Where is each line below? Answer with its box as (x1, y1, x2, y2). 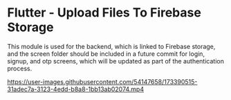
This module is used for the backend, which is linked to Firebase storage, (7, 42, 216, 50)
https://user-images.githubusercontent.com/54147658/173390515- (7, 77, 198, 86)
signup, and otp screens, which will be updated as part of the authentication (7, 57, 225, 65)
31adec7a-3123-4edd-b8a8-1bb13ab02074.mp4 (7, 85, 144, 93)
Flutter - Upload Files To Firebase (7, 5, 202, 21)
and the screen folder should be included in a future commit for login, (7, 50, 205, 58)
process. (7, 64, 33, 72)
